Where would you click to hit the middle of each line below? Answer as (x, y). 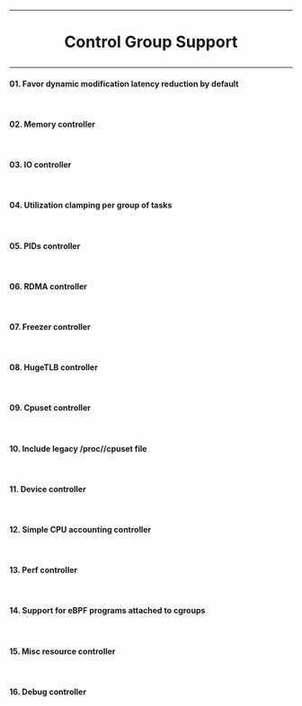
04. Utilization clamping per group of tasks (91, 205)
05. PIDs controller (45, 246)
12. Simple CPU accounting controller (80, 530)
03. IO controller (40, 165)
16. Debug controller (48, 692)
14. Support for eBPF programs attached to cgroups (107, 611)
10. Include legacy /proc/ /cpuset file (78, 448)
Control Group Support (151, 42)
